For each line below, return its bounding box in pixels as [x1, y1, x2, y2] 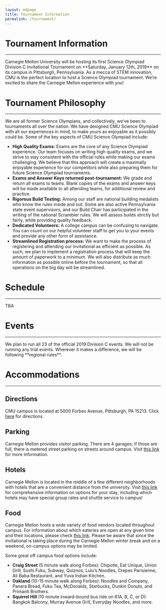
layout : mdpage [5, 7, 37, 12]
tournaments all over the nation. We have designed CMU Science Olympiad [5, 123, 159, 129]
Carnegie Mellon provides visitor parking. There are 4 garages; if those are [5, 441, 158, 447]
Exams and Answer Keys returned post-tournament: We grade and [12, 175, 152, 181]
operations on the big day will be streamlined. [12, 264, 105, 270]
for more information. [5, 451, 48, 457]
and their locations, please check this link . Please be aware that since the [5, 533, 155, 539]
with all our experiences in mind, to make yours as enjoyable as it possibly [5, 129, 156, 135]
